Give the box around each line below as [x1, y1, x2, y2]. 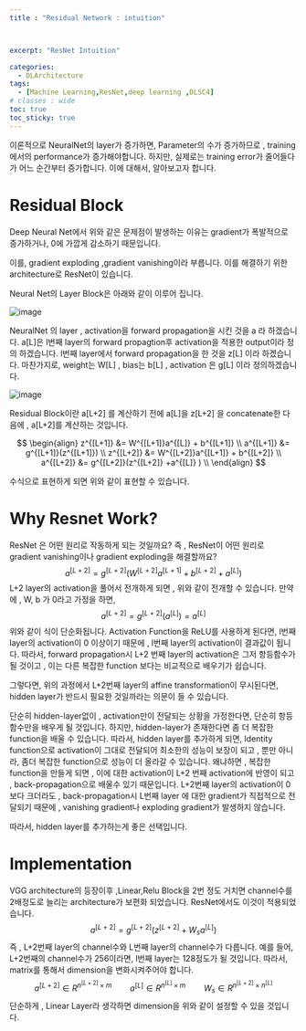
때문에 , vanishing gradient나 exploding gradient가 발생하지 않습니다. [33, 801, 286, 813]
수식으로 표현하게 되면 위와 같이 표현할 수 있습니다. [9, 476, 190, 487]
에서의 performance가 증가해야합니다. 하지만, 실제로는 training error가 [9, 151, 263, 162]
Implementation [9, 854, 132, 874]
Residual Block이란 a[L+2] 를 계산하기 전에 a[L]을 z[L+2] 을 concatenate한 [9, 407, 281, 418]
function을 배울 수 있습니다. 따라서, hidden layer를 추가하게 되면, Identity [9, 732, 273, 744]
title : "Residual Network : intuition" [9, 13, 166, 23]
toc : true [9, 105, 47, 114]
